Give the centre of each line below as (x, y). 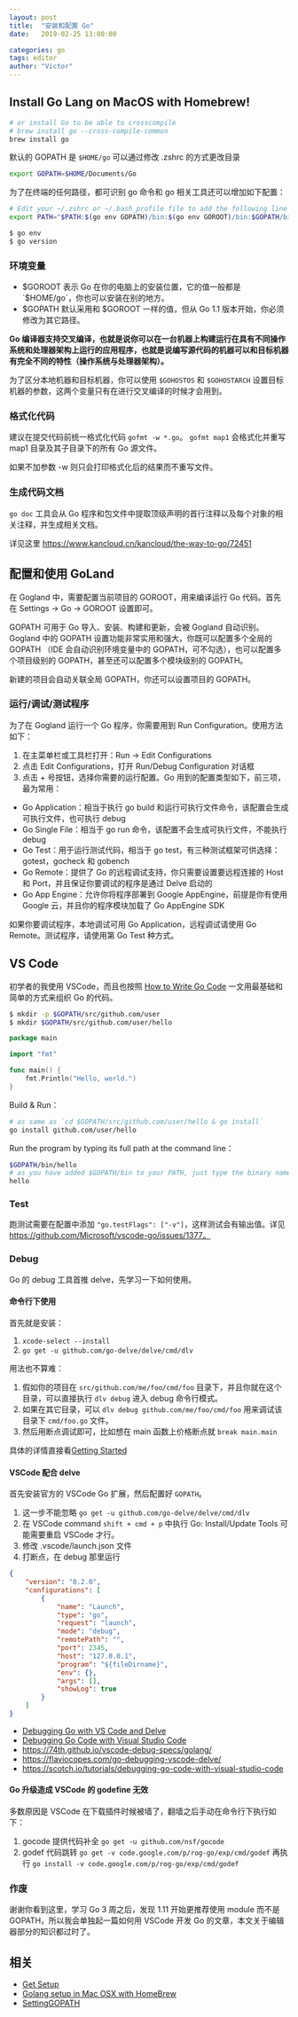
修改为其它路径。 (53, 320)
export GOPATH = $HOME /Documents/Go (73, 174)
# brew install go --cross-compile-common (89, 131)
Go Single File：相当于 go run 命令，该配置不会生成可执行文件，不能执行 (155, 829)
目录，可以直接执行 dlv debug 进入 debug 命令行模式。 (122, 1398)
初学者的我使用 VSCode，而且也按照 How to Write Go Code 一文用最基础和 (146, 986)
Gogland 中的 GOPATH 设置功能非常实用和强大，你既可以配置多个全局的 (141, 638)
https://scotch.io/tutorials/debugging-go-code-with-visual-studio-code (153, 1768)
